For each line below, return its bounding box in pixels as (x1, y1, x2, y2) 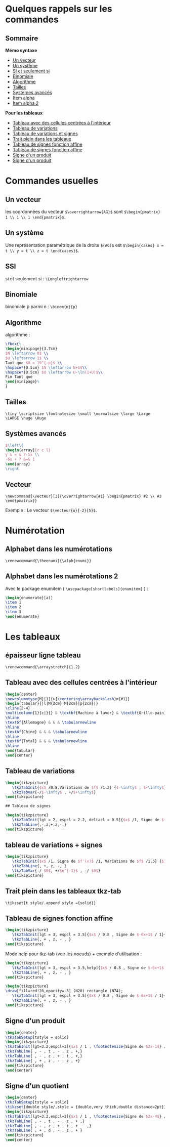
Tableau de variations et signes (12, 131, 78, 137)
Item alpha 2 (12, 100, 39, 106)
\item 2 (5, 605, 22, 610)
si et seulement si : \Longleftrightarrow (5, 275, 89, 281)
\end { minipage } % (5, 379, 39, 385)
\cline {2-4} (5, 706, 30, 711)
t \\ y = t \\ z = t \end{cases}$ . (5, 247, 79, 253)
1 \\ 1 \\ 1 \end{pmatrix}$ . (5, 214, 66, 220)
